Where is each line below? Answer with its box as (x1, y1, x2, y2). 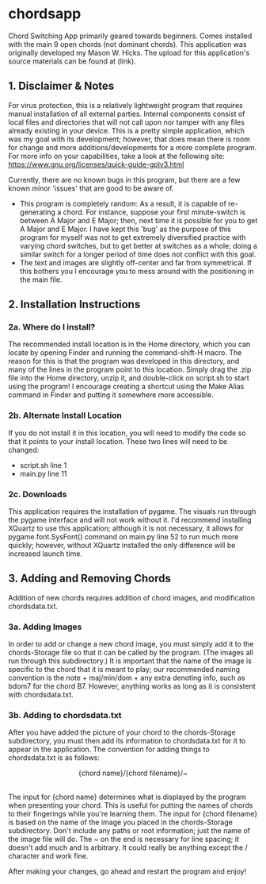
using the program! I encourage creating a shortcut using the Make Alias (8, 382, 245, 392)
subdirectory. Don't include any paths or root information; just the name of (8, 826, 251, 836)
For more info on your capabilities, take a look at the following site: (8, 151, 225, 160)
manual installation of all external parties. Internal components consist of (8, 109, 245, 118)
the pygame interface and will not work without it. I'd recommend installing (8, 515, 252, 525)
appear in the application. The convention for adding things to (8, 744, 210, 755)
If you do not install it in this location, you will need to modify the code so (8, 428, 246, 438)
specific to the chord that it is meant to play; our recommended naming (8, 665, 240, 674)
